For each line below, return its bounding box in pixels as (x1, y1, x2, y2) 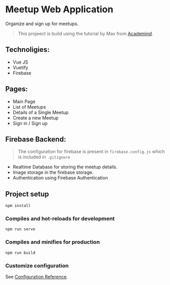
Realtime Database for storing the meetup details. (12, 164, 118, 170)
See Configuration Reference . (5, 274, 68, 280)
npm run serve (5, 227, 36, 232)
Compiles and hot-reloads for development (5, 215, 115, 222)
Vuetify (12, 64, 28, 70)
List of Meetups (12, 104, 46, 110)
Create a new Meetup (12, 114, 59, 121)
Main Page (12, 98, 36, 105)
